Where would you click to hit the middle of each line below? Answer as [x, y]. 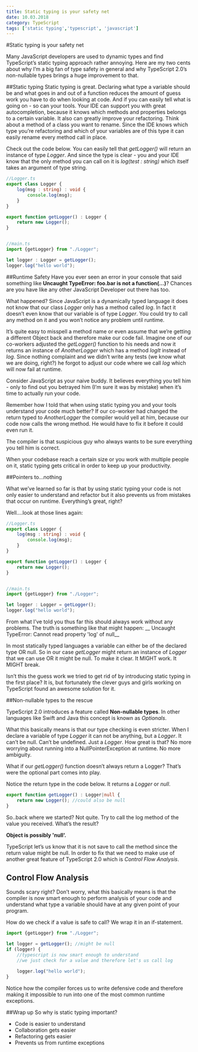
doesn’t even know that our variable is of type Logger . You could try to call [97, 313]
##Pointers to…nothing [34, 477]
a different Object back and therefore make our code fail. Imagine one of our [99, 337]
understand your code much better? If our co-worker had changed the [92, 411]
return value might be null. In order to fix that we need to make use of [90, 853]
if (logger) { [24, 949]
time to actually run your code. [43, 393]
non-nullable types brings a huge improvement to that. [72, 75]
